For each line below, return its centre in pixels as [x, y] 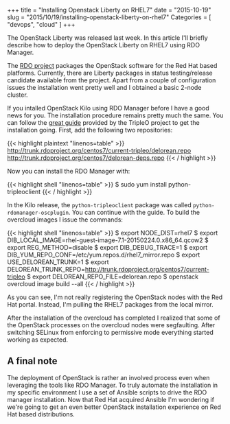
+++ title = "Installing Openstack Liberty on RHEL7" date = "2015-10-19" [109, 10]
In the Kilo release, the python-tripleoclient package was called [99, 205]
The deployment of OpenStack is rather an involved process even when [108, 377]
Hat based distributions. [41, 414]
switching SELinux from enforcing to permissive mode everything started [111, 332]
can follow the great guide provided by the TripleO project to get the [104, 122]
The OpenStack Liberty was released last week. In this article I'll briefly [107, 38]
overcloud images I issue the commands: [65, 220]
